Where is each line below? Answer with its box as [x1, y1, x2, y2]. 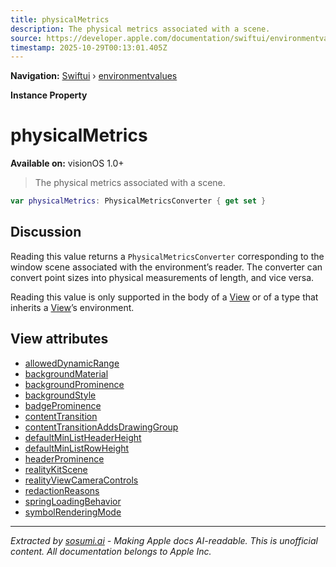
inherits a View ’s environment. [10, 301, 135, 313]
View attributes [10, 331, 109, 348]
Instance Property [10, 89, 88, 101]
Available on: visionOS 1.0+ [10, 157, 125, 170]
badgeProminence [24, 399, 102, 411]
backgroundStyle [24, 389, 97, 401]
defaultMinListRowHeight [24, 442, 130, 454]
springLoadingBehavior [24, 495, 122, 507]
